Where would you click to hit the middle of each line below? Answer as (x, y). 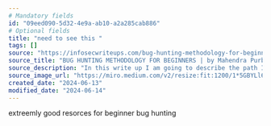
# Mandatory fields (41, 16)
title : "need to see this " (56, 38)
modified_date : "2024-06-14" (57, 90)
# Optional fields (39, 30)
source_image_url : (39, 75)
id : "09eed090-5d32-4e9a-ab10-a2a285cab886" (84, 23)
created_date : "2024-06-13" (56, 83)
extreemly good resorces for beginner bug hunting (92, 113)
